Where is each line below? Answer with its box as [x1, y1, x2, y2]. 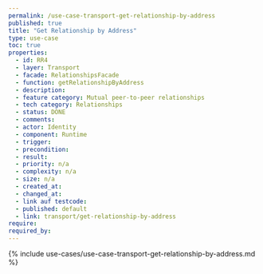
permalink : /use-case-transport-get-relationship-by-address [8, 11, 216, 20]
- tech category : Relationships [15, 101, 124, 109]
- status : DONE [15, 109, 66, 117]
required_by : [8, 227, 52, 236]
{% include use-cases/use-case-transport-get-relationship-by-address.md [8, 249, 256, 258]
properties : [8, 49, 48, 57]
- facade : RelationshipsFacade [15, 71, 120, 79]
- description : [15, 85, 66, 94]
